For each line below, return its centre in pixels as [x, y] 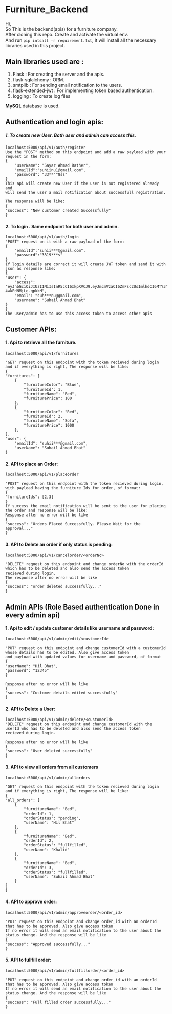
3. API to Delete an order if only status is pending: [59, 544]
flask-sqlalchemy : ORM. [39, 79]
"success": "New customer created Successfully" [58, 211]
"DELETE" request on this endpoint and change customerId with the [79, 724]
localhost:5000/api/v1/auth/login [42, 237]
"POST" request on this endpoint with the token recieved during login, [84, 484]
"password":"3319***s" [39, 255]
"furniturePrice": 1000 [49, 425]
